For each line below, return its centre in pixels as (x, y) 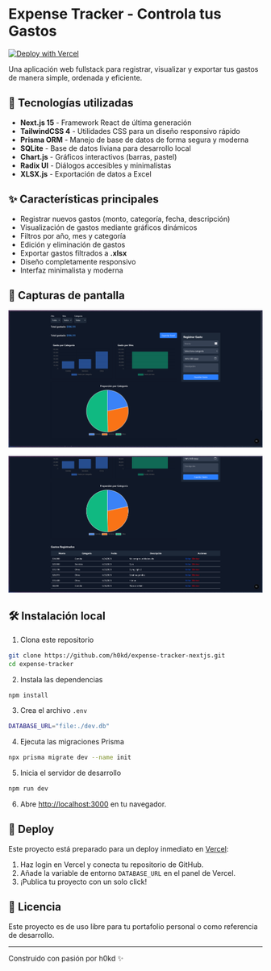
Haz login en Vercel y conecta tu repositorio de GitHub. (112, 865)
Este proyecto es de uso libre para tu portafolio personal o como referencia (133, 926)
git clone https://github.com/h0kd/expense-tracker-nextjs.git (117, 655)
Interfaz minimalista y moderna (71, 270)
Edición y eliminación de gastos (73, 244)
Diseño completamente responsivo (78, 261)
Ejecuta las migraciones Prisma (72, 742)
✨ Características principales (84, 200)
